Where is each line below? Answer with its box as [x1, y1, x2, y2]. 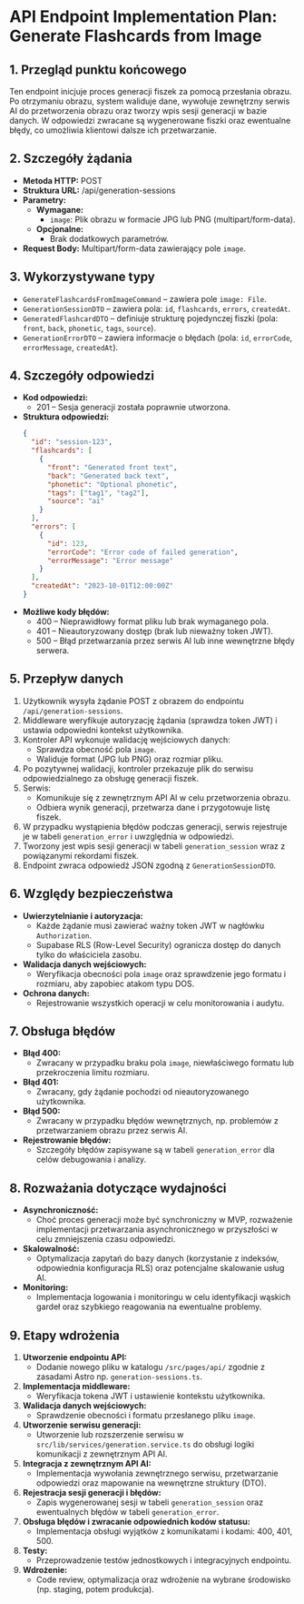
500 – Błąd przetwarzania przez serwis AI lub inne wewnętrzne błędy [35, 635, 295, 646]
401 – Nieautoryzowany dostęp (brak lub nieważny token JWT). [35, 625, 274, 636]
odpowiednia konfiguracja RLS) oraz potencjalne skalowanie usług [35, 1263, 285, 1274]
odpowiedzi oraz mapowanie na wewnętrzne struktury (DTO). [35, 1478, 267, 1488]
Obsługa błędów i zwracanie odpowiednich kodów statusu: [22, 1517, 251, 1527]
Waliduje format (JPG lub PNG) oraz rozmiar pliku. [35, 753, 224, 764]
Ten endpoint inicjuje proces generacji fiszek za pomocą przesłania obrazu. [9, 86, 292, 96]
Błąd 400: [22, 1048, 62, 1059]
